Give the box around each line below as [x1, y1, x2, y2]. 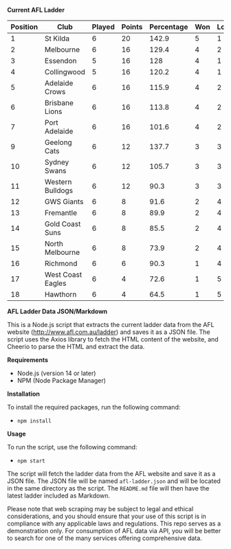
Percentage [149, 22, 188, 32]
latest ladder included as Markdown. [7, 491, 111, 500]
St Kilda [44, 34, 70, 43]
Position [10, 22, 38, 32]
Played [91, 22, 115, 32]
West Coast [44, 270, 82, 279]
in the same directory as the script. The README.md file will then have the [7, 484, 210, 492]
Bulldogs [44, 186, 74, 195]
